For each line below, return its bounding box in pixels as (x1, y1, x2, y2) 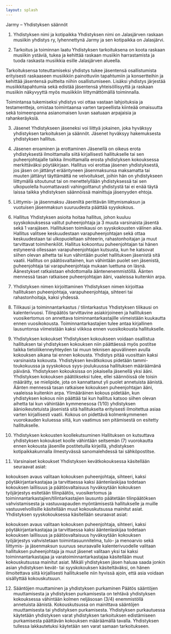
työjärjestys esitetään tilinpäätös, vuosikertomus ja (6, 489, 112, 495)
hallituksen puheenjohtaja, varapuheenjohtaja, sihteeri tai (13, 289, 133, 295)
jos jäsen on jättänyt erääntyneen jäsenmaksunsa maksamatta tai (13, 167, 150, 173)
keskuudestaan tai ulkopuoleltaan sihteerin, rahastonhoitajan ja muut (13, 235, 157, 242)
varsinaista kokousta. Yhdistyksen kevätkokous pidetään (13, 357, 132, 363)
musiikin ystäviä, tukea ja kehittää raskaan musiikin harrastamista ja (13, 52, 155, 58)
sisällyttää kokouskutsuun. (6, 575, 62, 581)
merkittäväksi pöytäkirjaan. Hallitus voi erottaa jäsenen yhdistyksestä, (13, 161, 160, 168)
